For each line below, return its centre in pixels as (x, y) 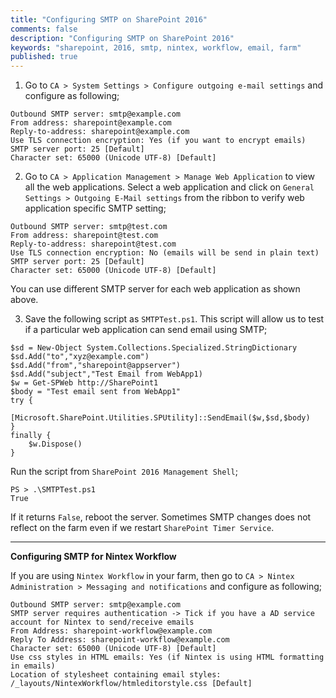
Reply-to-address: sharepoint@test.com (93, 244)
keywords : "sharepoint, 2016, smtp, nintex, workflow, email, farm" (156, 47)
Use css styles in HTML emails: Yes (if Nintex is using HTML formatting (167, 657)
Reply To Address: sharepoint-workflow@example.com (120, 640)
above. (24, 300)
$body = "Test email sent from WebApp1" (96, 392)
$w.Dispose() (55, 444)
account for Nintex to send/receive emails (102, 622)
